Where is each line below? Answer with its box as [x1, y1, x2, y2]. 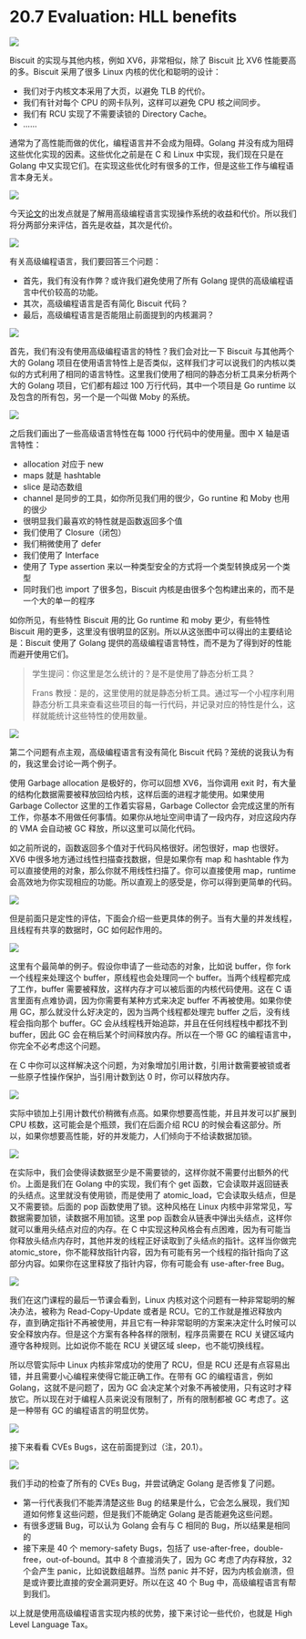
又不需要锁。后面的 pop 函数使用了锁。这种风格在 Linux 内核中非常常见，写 [9, 1201, 293, 1212]
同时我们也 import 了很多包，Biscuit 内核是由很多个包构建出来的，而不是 [22, 583, 295, 594]
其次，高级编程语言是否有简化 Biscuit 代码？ [22, 298, 189, 309]
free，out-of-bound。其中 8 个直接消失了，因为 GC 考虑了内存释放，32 [22, 1553, 292, 1564]
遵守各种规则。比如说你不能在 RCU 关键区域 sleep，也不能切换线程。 [9, 1339, 270, 1350]
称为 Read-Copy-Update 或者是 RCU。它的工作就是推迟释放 [48, 1306, 275, 1316]
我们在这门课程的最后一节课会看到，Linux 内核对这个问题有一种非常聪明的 [9, 1294, 288, 1305]
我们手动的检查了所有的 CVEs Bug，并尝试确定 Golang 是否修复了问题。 [9, 1478, 280, 1489]
